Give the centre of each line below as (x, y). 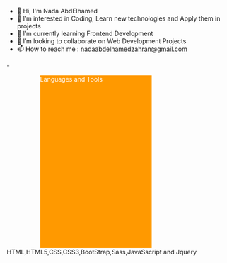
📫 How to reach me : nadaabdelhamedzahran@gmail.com (102, 49)
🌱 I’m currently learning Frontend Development (85, 33)
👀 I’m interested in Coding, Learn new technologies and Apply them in (118, 18)
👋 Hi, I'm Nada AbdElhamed (57, 11)
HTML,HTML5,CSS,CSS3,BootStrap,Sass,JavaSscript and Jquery (102, 252)
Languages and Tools (71, 79)
